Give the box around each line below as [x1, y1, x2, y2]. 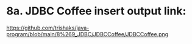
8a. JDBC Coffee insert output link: [6, 4, 187, 18]
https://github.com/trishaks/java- [6, 24, 90, 31]
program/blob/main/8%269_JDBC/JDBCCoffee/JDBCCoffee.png [6, 30, 169, 37]
